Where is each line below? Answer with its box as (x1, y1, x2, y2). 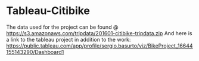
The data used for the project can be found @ (6, 23, 119, 30)
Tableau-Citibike (6, 4, 91, 18)
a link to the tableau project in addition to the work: (6, 36, 131, 43)
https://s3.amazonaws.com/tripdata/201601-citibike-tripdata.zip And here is (6, 29, 192, 36)
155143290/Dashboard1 (6, 48, 64, 55)
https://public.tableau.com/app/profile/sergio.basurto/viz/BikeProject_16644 (6, 42, 193, 49)
